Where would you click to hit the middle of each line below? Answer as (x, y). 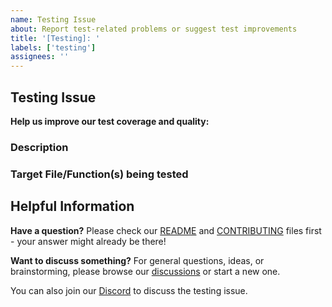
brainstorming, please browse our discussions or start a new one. (145, 271)
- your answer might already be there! (88, 241)
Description (39, 147)
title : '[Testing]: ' (55, 38)
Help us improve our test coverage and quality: (110, 121)
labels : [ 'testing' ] (53, 47)
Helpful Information (72, 206)
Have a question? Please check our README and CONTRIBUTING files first (166, 230)
